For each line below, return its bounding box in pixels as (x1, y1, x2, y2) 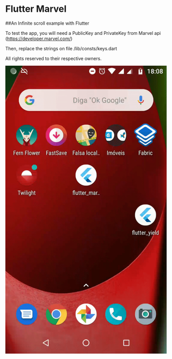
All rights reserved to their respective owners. (5, 55, 102, 62)
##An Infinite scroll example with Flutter (5, 20, 90, 26)
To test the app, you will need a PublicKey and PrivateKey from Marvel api (5, 30, 161, 36)
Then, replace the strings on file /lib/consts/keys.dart (5, 45, 117, 51)
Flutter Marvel (5, 3, 67, 15)
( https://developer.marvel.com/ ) (5, 35, 73, 42)
